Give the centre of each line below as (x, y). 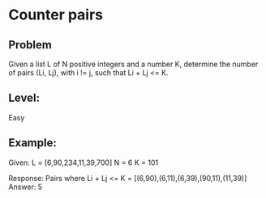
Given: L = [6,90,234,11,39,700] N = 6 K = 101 (84, 162)
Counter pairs (56, 15)
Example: (32, 143)
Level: (24, 98)
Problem (30, 45)
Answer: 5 (26, 187)
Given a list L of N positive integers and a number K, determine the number (133, 64)
